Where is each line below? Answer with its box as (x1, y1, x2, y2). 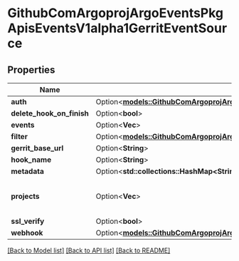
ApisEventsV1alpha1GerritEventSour (7, 20, 228, 36)
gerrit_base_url (11, 143, 64, 153)
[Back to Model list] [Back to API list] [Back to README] (7, 246, 171, 255)
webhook (11, 228, 43, 237)
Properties (7, 63, 55, 76)
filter (11, 132, 28, 141)
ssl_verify (11, 216, 45, 226)
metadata (11, 166, 44, 176)
